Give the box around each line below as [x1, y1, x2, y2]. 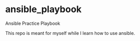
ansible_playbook [5, 4, 82, 15]
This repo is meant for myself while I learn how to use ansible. [5, 30, 135, 36]
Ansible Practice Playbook [5, 20, 60, 26]
